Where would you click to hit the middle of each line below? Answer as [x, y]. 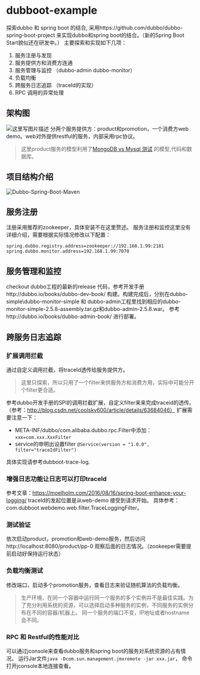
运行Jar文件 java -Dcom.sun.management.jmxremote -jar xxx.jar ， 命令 [105, 659]
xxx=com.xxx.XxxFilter [43, 437]
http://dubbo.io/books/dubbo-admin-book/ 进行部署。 [73, 316]
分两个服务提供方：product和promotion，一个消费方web [119, 128]
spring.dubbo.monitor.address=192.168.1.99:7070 [68, 251]
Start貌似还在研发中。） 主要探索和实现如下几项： [67, 42]
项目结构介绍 [30, 177]
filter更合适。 [42, 390]
